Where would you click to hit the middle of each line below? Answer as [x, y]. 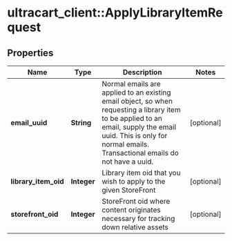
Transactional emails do [141, 153]
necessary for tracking [138, 219]
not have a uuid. [128, 162]
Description [142, 72]
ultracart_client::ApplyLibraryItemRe [115, 13]
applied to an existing [136, 93]
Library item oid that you [141, 173]
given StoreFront [129, 190]
